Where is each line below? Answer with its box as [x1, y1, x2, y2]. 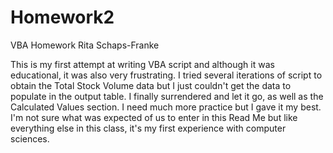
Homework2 [10, 6, 115, 29]
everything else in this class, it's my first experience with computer [10, 122, 287, 134]
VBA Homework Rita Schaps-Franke [10, 39, 160, 51]
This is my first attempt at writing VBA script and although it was [10, 58, 275, 70]
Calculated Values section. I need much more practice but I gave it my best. [10, 101, 322, 113]
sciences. [10, 132, 50, 145]
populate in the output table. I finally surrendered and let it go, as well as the [10, 90, 324, 102]
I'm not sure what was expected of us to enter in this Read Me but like [10, 111, 298, 123]
